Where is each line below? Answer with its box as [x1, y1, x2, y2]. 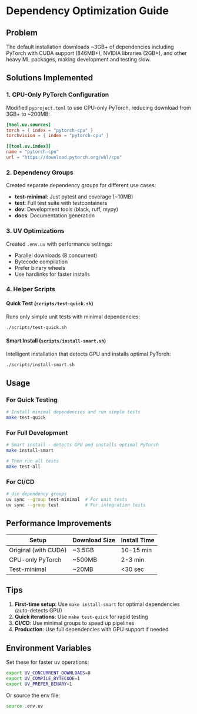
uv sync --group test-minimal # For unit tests [6, 497, 128, 503]
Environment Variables [6, 643, 92, 653]
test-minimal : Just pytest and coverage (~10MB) [14, 193, 133, 200]
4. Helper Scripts [6, 285, 56, 294]
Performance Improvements [6, 519, 112, 529]
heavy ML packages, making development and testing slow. [6, 56, 151, 63]
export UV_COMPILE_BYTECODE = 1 [6, 676, 81, 682]
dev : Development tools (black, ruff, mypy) [14, 206, 119, 213]
